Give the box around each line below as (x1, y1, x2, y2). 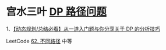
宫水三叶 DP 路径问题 (6, 5, 107, 18)
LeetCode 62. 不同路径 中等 (6, 37, 73, 44)
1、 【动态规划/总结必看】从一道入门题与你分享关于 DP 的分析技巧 (6, 25, 160, 32)
